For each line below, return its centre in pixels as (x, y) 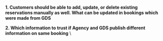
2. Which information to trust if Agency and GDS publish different (75, 28)
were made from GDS (28, 18)
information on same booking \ (38, 33)
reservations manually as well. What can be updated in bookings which (82, 13)
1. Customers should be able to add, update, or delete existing (72, 7)
